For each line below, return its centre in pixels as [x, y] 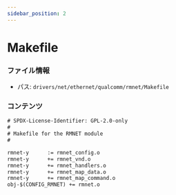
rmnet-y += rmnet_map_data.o [57, 172]
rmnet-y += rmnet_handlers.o [57, 165]
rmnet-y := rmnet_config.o [53, 152]
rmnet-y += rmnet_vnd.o [49, 159]
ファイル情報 [29, 70]
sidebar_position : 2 [37, 13]
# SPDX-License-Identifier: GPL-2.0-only [68, 121]
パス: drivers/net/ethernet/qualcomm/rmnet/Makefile [93, 87]
